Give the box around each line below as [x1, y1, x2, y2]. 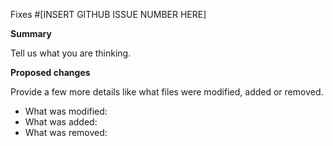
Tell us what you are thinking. [10, 47, 132, 59]
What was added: [24, 116, 98, 128]
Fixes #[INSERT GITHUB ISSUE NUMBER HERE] [10, 9, 207, 20]
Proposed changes [10, 67, 91, 78]
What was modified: [24, 105, 108, 117]
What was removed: [24, 127, 108, 138]
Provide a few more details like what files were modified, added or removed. [10, 86, 324, 98]
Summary [10, 28, 52, 39]
